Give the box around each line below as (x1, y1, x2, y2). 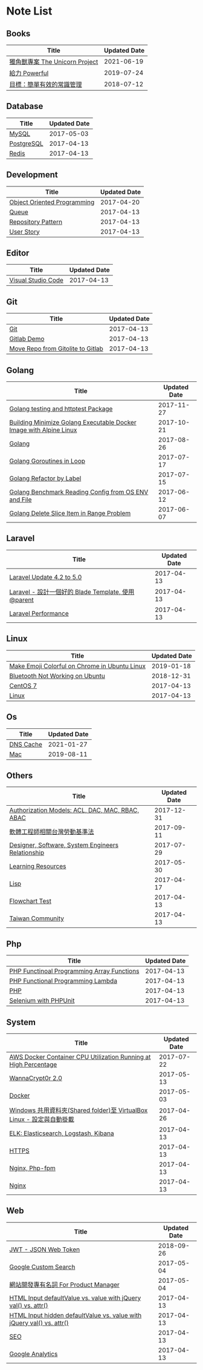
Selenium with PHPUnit (9, 996, 75, 1005)
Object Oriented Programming (9, 198, 95, 206)
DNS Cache (9, 740, 42, 748)
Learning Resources (9, 862, 66, 871)
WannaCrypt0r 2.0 (9, 1073, 62, 1082)
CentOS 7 (9, 681, 37, 690)
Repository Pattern (9, 217, 62, 226)
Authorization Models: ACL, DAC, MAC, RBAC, (9, 806, 140, 815)
